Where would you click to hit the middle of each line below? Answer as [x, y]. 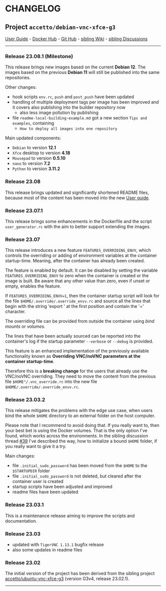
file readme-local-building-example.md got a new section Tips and [80, 118]
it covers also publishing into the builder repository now [69, 108]
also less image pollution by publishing [59, 113]
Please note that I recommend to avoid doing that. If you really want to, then [82, 425]
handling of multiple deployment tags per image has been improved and [85, 102]
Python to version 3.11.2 [36, 169]
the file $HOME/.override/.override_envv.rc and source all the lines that [78, 301]
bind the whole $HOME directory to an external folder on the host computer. [80, 416]
